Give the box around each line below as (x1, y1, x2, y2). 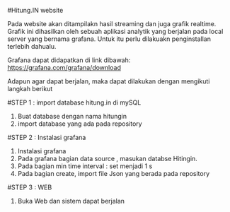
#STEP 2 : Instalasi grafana (7, 134, 86, 141)
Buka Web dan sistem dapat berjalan (17, 197, 125, 205)
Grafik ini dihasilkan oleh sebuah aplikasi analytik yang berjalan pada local (7, 28, 224, 35)
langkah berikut (7, 85, 53, 93)
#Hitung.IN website (7, 6, 64, 14)
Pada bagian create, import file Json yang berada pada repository (17, 170, 210, 177)
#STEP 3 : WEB (7, 183, 52, 192)
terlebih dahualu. (7, 42, 57, 50)
